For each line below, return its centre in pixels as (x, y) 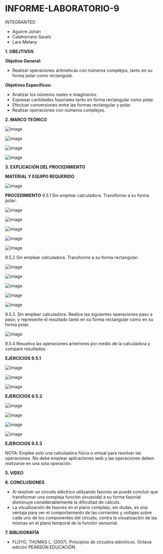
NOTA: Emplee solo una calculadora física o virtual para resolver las (73, 453)
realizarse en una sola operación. (39, 463)
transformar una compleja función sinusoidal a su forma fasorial (76, 497)
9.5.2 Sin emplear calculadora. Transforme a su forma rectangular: (72, 257)
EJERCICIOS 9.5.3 (24, 443)
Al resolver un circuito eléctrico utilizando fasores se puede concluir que (85, 491)
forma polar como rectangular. (43, 75)
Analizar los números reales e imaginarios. (55, 94)
